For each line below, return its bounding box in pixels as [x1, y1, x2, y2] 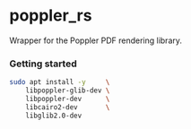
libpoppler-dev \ [25, 94, 110, 103]
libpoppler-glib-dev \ [25, 86, 110, 95]
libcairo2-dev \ [25, 102, 110, 112]
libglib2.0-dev [25, 111, 82, 120]
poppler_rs [9, 5, 92, 26]
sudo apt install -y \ [9, 78, 110, 87]
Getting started [9, 57, 78, 70]
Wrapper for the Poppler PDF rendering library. [9, 35, 182, 46]
